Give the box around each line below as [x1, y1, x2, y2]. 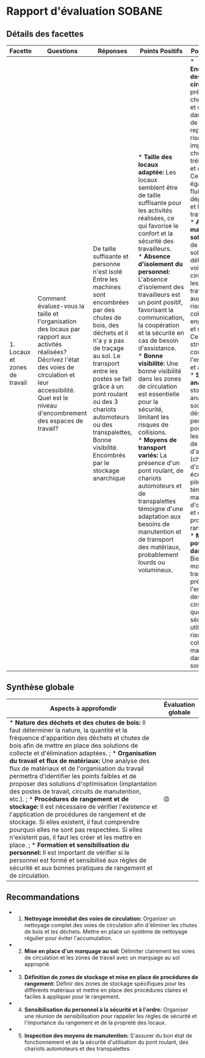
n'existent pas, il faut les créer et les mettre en [9, 833, 142, 841]
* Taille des [138, 153, 173, 161]
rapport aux [37, 332, 71, 341]
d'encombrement [37, 409, 87, 417]
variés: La [138, 451, 167, 460]
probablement [138, 551, 179, 559]
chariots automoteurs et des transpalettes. [24, 1045, 131, 1052]
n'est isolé [93, 267, 123, 276]
